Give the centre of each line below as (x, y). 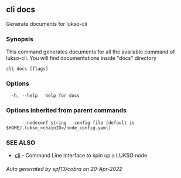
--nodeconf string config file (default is (78, 123)
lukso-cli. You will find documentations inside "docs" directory (81, 58)
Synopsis (20, 39)
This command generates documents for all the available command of (90, 52)
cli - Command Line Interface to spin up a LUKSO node (81, 155)
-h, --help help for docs (46, 96)
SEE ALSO (21, 142)
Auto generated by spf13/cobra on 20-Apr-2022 (64, 169)
